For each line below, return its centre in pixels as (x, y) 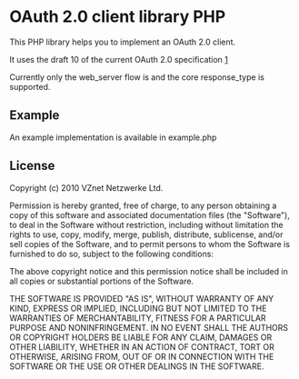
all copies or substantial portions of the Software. (101, 281)
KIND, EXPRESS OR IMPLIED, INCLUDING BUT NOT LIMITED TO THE (138, 308)
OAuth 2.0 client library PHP (118, 17)
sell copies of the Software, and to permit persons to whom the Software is (150, 244)
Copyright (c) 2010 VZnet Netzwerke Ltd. (86, 187)
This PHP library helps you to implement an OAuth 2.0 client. (123, 42)
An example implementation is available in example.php (113, 137)
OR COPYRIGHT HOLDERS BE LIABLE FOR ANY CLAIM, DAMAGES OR (141, 337)
